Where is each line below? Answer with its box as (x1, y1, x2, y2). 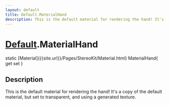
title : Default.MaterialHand (5, 12, 67, 17)
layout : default (5, 7, 39, 13)
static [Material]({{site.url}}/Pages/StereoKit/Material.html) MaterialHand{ (5, 55, 158, 61)
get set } (5, 61, 23, 67)
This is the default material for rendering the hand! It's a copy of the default (5, 89, 162, 95)
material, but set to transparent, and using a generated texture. (5, 94, 136, 100)
